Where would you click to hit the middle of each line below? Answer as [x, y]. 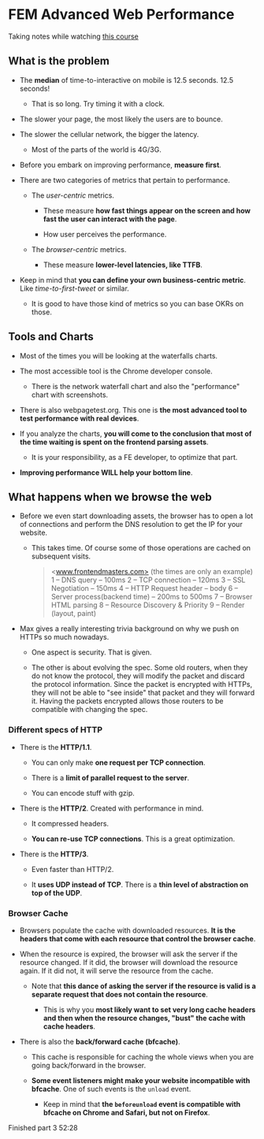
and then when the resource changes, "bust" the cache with [144, 1018]
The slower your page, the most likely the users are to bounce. [121, 119]
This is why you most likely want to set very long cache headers [149, 1009]
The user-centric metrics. [73, 195]
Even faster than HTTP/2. [73, 869]
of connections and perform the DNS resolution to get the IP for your [131, 525]
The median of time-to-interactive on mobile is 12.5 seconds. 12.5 [126, 80]
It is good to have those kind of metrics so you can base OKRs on [138, 303]
